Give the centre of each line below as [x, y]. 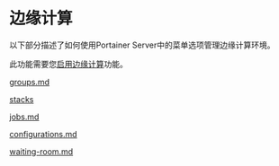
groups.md [30, 82]
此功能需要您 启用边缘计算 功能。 [68, 64]
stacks [22, 99]
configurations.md [44, 134]
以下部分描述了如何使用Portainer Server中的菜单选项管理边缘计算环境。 [142, 45]
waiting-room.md [41, 151]
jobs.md [24, 117]
